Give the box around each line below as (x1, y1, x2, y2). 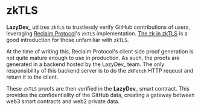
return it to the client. (6, 73, 59, 80)
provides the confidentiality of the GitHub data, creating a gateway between (6, 91, 195, 98)
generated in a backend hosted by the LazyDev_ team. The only (6, 61, 165, 68)
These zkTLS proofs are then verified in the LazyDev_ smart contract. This (6, 85, 190, 92)
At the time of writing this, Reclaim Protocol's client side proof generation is (6, 47, 194, 55)
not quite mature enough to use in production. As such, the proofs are (6, 54, 180, 61)
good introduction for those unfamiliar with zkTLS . (6, 36, 129, 43)
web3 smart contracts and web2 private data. (6, 97, 120, 105)
